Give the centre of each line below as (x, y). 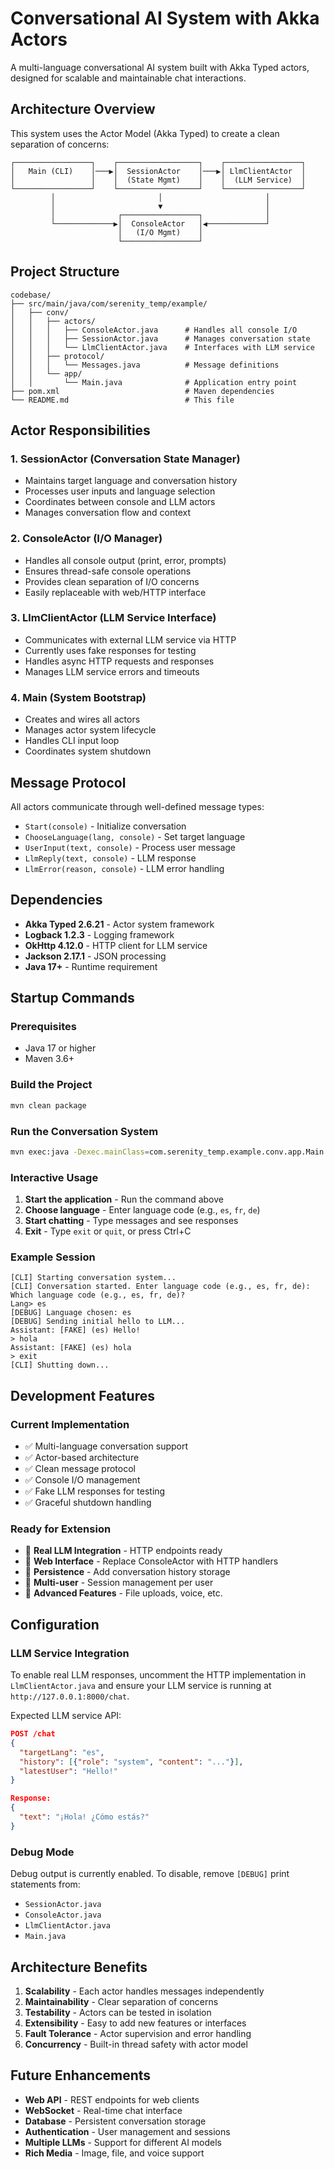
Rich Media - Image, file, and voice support (114, 2153)
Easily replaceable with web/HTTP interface (115, 592)
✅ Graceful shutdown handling (88, 1503)
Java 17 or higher (60, 1048)
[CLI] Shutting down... (60, 1365)
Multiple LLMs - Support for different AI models (123, 2142)
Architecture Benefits (79, 1967)
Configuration (55, 1624)
